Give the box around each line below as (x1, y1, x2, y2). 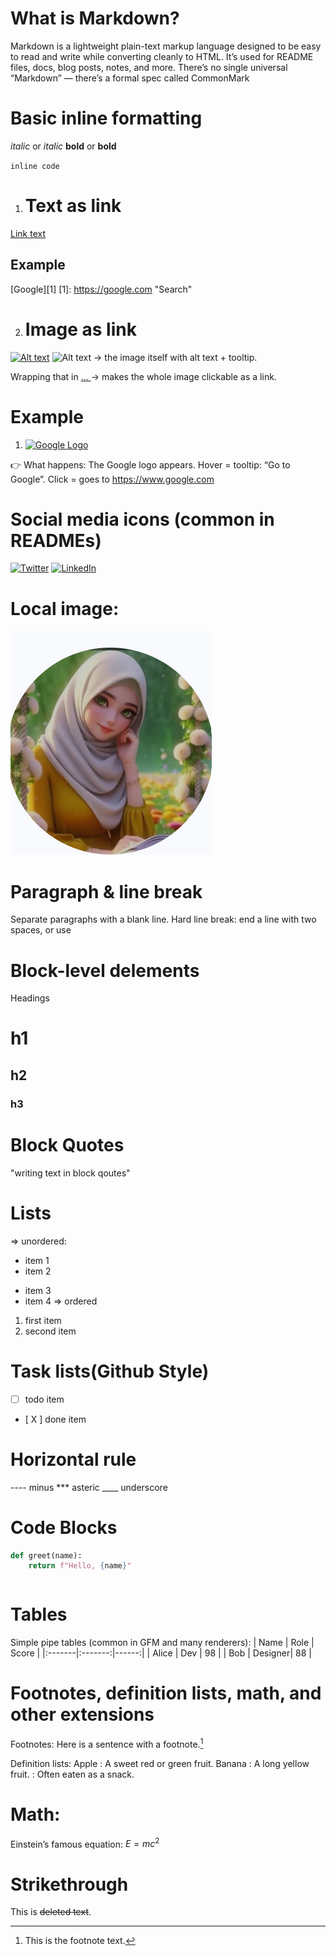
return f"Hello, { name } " (28, 1561, 132, 1571)
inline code (10, 161, 60, 171)
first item (24, 1314, 62, 1326)
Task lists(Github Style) (10, 1360, 210, 1382)
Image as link (24, 318, 137, 341)
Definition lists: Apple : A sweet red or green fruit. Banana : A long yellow (10, 1757, 310, 1769)
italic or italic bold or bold (10, 140, 117, 152)
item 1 (24, 1254, 50, 1266)
